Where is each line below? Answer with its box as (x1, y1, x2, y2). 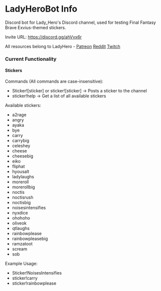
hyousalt (12, 169, 30, 174)
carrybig (12, 137, 30, 144)
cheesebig (12, 153, 33, 159)
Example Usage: (5, 261, 38, 267)
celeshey (12, 143, 31, 149)
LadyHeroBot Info (5, 3, 78, 15)
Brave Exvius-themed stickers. (5, 24, 66, 30)
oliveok (12, 220, 27, 226)
